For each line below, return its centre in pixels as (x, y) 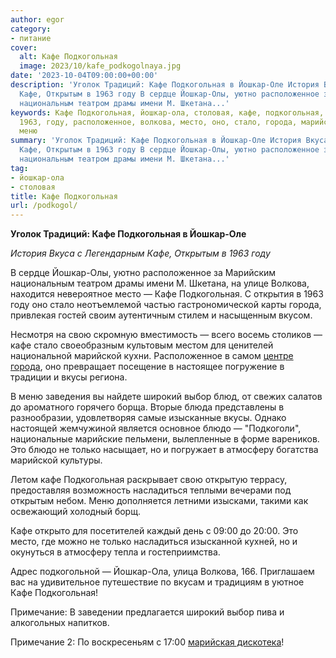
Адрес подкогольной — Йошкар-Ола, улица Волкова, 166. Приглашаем (162, 572)
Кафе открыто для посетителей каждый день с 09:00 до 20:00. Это (154, 531)
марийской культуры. (56, 460)
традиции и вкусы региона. (69, 377)
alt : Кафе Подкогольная (68, 57)
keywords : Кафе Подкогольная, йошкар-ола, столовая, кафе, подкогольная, (167, 112)
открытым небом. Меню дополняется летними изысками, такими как (159, 501)
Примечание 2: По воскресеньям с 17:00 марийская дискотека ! (147, 642)
